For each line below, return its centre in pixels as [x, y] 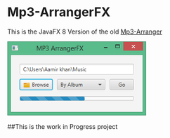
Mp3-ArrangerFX [59, 12]
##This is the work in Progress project [63, 126]
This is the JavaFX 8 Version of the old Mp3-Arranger [85, 32]
